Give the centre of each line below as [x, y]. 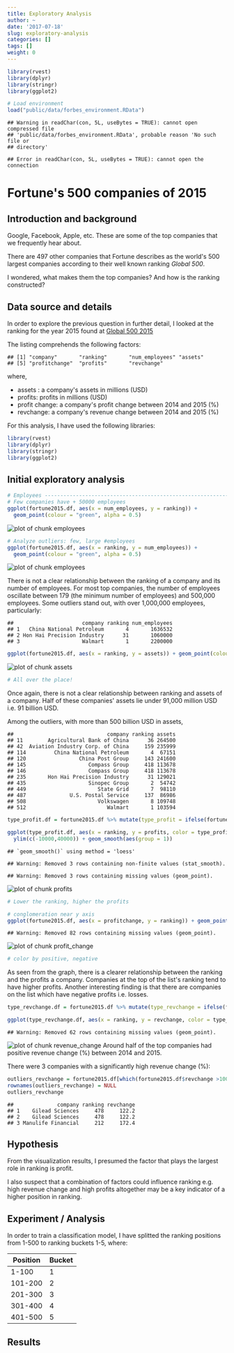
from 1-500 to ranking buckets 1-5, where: [68, 1243]
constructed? [26, 285]
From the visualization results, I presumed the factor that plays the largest [113, 1161]
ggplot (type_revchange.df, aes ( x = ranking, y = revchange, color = [109, 1020]
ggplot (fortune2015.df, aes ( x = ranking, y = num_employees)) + [102, 547]
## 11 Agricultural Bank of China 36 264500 [92, 741]
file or [18, 141]
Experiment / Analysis [56, 1219]
